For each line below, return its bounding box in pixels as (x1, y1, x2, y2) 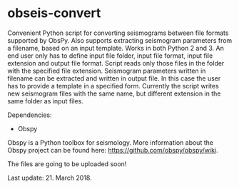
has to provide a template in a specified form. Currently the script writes (7, 81, 219, 90)
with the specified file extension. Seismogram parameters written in (7, 66, 206, 75)
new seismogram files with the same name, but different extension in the (7, 89, 221, 98)
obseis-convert (7, 5, 101, 21)
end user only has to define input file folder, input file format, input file (7, 51, 213, 60)
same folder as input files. (7, 96, 83, 105)
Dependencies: (7, 111, 52, 119)
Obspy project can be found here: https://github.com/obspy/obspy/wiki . (7, 145, 219, 154)
